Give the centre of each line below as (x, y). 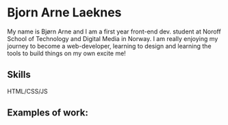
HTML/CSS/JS (27, 91)
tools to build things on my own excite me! (67, 53)
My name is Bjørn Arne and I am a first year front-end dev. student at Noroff (114, 31)
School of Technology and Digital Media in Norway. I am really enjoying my (113, 38)
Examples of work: (48, 113)
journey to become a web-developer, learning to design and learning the (109, 46)
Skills (19, 75)
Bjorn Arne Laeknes (64, 13)
